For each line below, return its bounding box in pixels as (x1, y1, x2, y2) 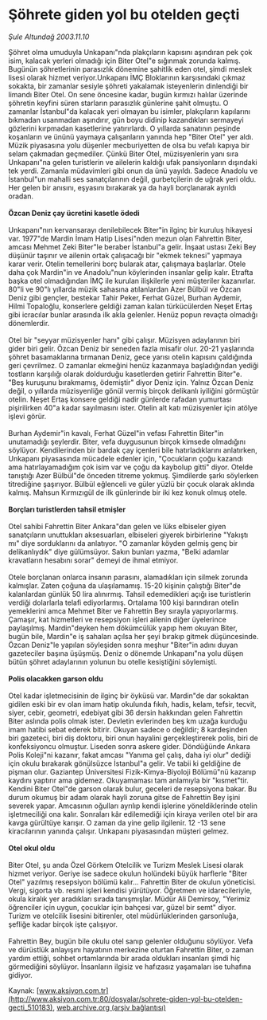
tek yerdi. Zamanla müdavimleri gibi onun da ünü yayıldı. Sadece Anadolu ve (8, 166, 258, 175)
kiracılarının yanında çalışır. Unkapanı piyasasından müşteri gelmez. (8, 826, 229, 836)
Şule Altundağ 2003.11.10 (8, 32, 90, 41)
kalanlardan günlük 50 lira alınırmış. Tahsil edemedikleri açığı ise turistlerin (8, 589, 251, 598)
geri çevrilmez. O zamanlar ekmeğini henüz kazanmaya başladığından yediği (8, 360, 259, 370)
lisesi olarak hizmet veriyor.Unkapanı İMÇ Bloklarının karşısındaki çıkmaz (8, 73, 246, 82)
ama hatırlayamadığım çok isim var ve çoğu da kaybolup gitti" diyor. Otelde (8, 462, 253, 472)
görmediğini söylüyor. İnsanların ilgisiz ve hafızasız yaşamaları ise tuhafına (8, 962, 252, 971)
